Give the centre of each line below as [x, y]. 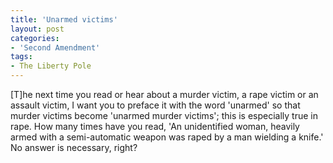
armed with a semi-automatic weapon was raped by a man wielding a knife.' [167, 137]
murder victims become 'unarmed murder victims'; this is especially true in [164, 115]
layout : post [37, 29]
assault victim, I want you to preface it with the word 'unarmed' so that [155, 105]
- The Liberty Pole [51, 66]
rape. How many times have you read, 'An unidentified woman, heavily [155, 126]
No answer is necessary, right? [74, 147]
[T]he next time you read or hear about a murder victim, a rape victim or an [164, 94]
